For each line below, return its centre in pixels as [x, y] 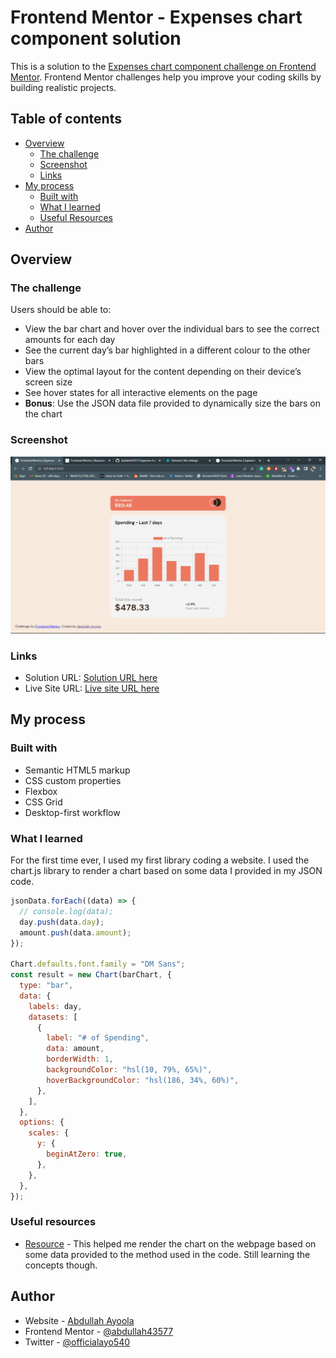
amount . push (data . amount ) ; [75, 932]
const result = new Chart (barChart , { [91, 975]
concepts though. [61, 1265]
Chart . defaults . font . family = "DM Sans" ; [98, 964]
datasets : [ [53, 1017]
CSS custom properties [73, 780]
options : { [42, 1122]
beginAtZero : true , [87, 1154]
